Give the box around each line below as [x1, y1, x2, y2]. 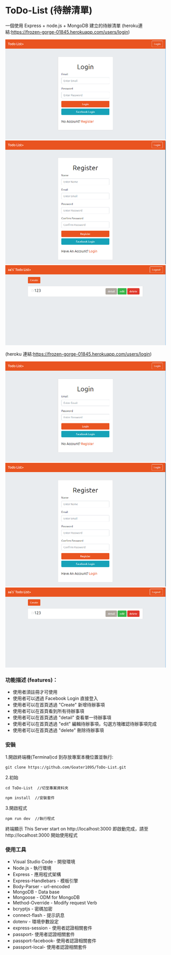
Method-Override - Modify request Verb [12, 899, 97, 906]
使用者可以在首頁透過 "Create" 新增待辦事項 [12, 702, 105, 708]
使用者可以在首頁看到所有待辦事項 [12, 708, 84, 714]
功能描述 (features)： [5, 676, 58, 684]
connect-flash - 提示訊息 [12, 912, 65, 918]
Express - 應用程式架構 [12, 871, 61, 877]
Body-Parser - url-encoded [12, 883, 70, 889]
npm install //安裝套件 [5, 795, 55, 800]
